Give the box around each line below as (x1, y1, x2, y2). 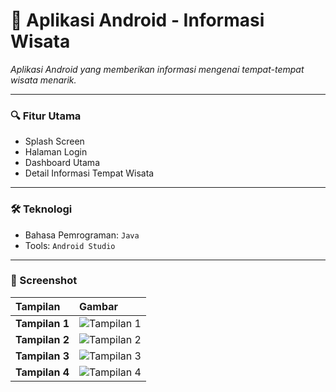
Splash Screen (24, 135, 85, 148)
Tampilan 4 (15, 365, 70, 379)
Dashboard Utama (24, 157, 100, 169)
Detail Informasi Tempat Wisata (24, 167, 155, 179)
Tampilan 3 (15, 349, 70, 363)
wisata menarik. (10, 74, 77, 86)
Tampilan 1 (15, 316, 70, 330)
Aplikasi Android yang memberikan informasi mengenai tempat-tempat (10, 63, 305, 75)
